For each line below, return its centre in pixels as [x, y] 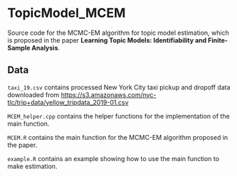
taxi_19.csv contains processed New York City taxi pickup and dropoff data [119, 87]
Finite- [218, 40]
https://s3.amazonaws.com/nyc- [109, 94]
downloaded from [33, 94]
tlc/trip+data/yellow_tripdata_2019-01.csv [68, 102]
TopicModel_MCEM [67, 13]
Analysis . [46, 48]
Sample [19, 48]
